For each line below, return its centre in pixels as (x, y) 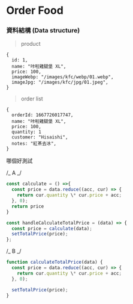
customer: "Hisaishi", (40, 137)
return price (28, 206)
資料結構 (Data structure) (43, 31)
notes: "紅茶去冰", (34, 144)
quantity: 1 (27, 132)
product (31, 44)
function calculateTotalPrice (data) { (55, 262)
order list (32, 99)
